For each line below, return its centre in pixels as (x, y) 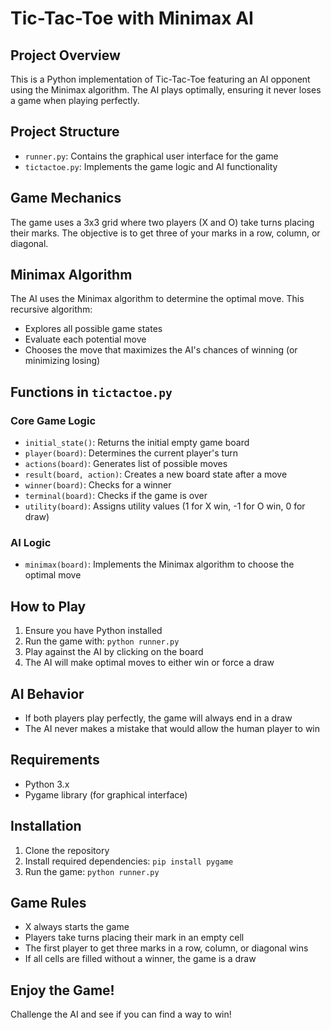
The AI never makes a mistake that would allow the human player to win (172, 729)
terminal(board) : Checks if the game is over (116, 496)
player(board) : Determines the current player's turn (131, 453)
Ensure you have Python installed (93, 631)
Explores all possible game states (93, 329)
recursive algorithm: (51, 309)
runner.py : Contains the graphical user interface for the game (151, 156)
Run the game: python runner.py (92, 871)
